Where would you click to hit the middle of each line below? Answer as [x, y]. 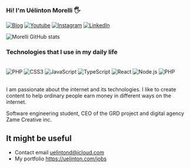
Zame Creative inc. [29, 120]
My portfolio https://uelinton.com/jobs [61, 159]
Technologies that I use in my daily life [62, 52]
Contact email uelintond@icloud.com [59, 153]
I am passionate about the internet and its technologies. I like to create [91, 90]
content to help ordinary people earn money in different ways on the [89, 96]
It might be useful [39, 138]
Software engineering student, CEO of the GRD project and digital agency [95, 113]
